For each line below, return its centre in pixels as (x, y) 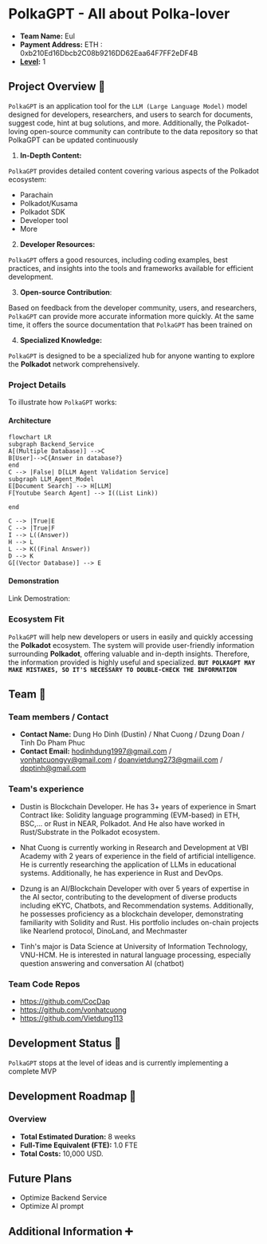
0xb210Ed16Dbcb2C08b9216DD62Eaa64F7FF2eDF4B (109, 53)
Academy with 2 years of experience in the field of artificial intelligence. (138, 856)
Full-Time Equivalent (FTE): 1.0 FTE (79, 1145)
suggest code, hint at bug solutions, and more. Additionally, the (112, 123)
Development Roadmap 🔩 (73, 1097)
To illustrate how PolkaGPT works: (63, 402)
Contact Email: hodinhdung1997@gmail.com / (96, 751)
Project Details (37, 384)
